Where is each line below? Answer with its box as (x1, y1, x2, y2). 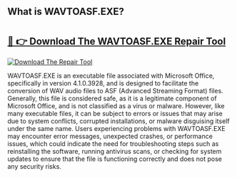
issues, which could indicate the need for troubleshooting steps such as (7, 140, 219, 148)
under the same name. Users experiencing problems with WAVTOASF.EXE (7, 125, 226, 132)
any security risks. (7, 162, 62, 170)
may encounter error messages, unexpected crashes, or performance (7, 132, 213, 140)
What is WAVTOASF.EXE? (7, 6, 125, 18)
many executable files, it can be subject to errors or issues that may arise (7, 110, 223, 117)
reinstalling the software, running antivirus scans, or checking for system (7, 147, 222, 155)
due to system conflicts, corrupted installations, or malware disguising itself (7, 117, 230, 125)
